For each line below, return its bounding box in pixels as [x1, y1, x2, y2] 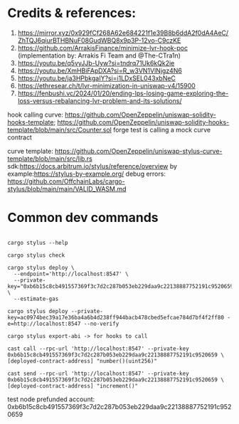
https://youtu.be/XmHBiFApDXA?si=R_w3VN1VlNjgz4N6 [17, 66, 183, 75]
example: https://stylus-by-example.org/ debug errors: [7, 169, 166, 178]
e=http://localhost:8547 [7, 320, 81, 327]
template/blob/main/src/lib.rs [7, 154, 92, 163]
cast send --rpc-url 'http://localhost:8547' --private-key [7, 370, 190, 377]
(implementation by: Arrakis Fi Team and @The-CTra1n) [17, 51, 181, 60]
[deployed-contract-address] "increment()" [7, 382, 139, 389]
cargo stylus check [7, 251, 65, 259]
